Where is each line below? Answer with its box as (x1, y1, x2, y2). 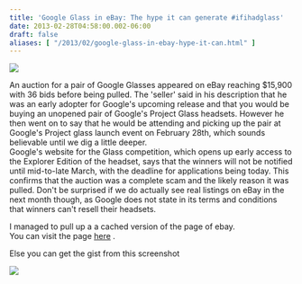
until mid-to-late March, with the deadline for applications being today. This (9, 165, 289, 176)
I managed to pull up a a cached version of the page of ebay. (9, 221, 236, 232)
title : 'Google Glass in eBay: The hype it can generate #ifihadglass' (9, 13, 284, 22)
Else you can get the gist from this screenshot (9, 248, 180, 259)
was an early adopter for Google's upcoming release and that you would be (9, 99, 290, 110)
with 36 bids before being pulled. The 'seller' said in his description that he (9, 89, 288, 100)
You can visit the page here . (9, 231, 115, 242)
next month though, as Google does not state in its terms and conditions (9, 194, 278, 205)
